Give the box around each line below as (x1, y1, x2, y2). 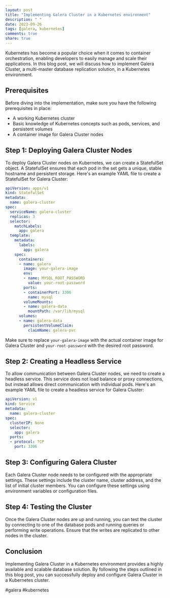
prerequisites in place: (5, 105, 52, 111)
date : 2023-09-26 (5, 21, 42, 27)
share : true (5, 36, 30, 41)
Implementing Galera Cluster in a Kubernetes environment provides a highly (5, 561, 163, 567)
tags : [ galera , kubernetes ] (5, 26, 65, 32)
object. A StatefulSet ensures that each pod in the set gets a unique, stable (5, 165, 162, 171)
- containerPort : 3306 (23, 290, 72, 295)
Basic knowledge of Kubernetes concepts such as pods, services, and (12, 120, 160, 126)
